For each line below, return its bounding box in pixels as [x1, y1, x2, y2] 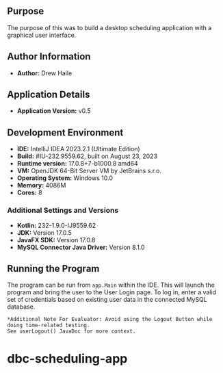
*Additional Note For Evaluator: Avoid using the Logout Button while [7, 316, 213, 323]
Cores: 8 [16, 188, 42, 197]
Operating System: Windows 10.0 [16, 174, 113, 182]
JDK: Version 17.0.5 [16, 229, 72, 237]
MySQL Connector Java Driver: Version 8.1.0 [16, 243, 145, 251]
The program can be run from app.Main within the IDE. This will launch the [7, 281, 215, 290]
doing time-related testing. [7, 322, 90, 329]
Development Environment [7, 127, 124, 138]
